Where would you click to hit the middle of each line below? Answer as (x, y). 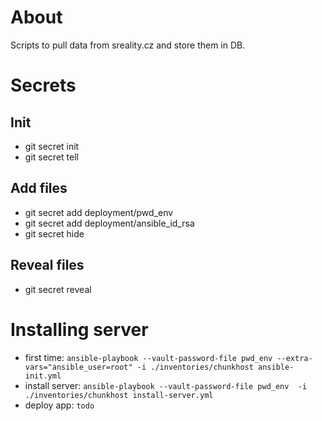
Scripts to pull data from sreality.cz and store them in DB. (128, 45)
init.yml (43, 376)
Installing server (79, 329)
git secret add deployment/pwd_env (99, 212)
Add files (39, 188)
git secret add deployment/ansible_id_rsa (109, 223)
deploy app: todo (59, 405)
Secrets (43, 85)
